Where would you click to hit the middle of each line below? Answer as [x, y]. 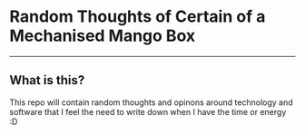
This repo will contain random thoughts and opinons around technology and [151, 102]
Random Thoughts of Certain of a [138, 17]
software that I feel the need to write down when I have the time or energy [148, 111]
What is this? [47, 80]
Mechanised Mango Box [103, 36]
